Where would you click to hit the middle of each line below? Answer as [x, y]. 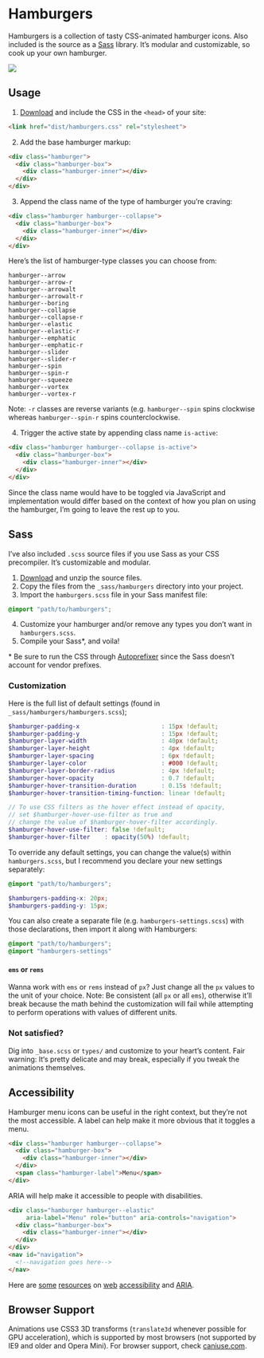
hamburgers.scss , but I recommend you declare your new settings [115, 860]
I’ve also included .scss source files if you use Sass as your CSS [114, 553]
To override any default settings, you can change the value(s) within [120, 852]
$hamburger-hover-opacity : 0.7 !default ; [112, 778]
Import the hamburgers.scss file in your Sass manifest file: [114, 594]
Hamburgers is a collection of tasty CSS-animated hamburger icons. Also [128, 36]
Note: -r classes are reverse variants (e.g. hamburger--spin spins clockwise [132, 409]
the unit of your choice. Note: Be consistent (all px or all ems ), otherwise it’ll [130, 996]
